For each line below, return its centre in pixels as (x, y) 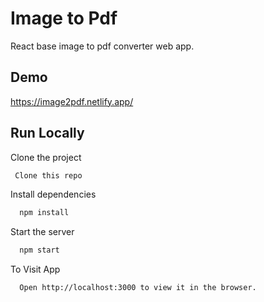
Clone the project (46, 157)
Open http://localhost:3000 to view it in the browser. (138, 288)
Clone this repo (48, 175)
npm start (39, 250)
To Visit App (35, 269)
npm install (44, 213)
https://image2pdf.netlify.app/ (72, 101)
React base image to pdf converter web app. (102, 46)
